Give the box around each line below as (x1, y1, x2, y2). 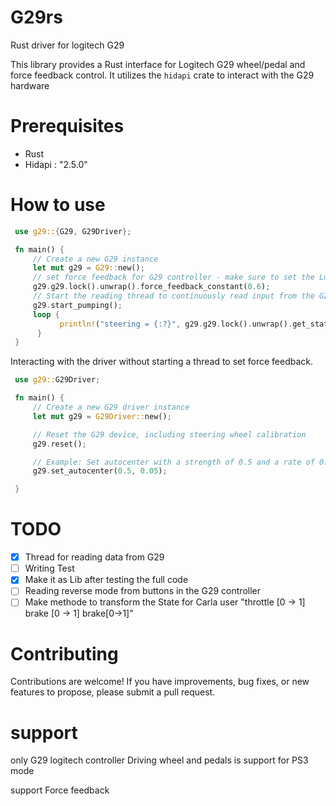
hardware (10, 79, 50, 91)
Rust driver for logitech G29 (10, 39, 125, 51)
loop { (32, 309, 60, 320)
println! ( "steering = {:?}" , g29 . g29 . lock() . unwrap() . (59, 319, 293, 329)
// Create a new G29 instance (32, 254, 159, 264)
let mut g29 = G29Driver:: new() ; (32, 411, 172, 421)
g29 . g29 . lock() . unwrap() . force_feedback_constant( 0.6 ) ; (32, 282, 271, 292)
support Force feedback (10, 784, 110, 796)
